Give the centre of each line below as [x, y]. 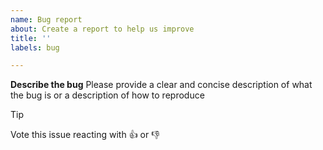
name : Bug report [46, 19]
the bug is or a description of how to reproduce [107, 95]
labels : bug [35, 47]
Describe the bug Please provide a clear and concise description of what [161, 85]
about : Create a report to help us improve [102, 29]
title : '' [31, 38]
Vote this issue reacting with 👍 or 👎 [85, 135]
